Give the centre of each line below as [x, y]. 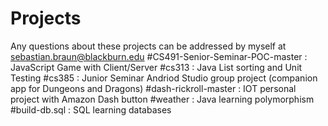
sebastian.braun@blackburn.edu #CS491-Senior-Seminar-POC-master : [159, 56]
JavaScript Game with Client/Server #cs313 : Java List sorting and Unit [156, 67]
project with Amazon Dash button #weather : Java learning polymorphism [162, 99]
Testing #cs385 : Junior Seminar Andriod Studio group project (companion [164, 78]
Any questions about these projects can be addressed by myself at [148, 46]
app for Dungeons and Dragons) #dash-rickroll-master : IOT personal [153, 88]
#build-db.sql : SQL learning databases [91, 109]
